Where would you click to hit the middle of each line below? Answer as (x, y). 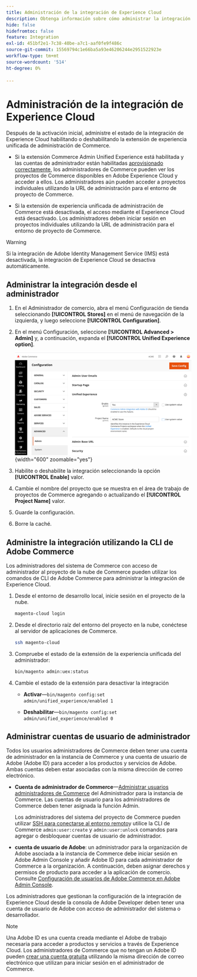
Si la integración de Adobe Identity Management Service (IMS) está (88, 254)
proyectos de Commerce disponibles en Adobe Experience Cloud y (96, 176)
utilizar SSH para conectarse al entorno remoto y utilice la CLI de (92, 823)
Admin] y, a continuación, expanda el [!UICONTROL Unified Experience (102, 338)
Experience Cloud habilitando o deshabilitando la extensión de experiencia (96, 139)
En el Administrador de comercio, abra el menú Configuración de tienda (101, 308)
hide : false (21, 25)
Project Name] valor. (40, 501)
